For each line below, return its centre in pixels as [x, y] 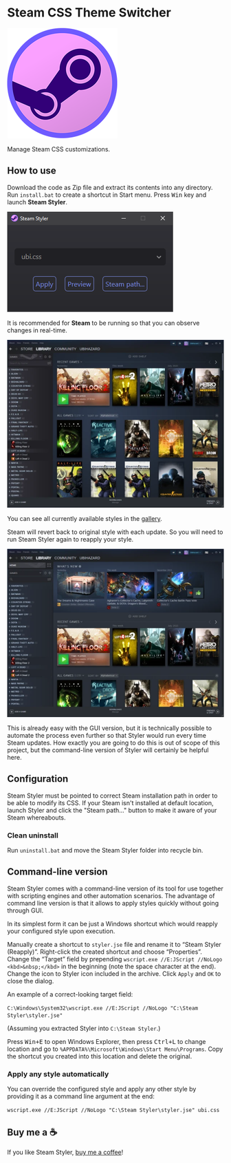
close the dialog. [31, 981]
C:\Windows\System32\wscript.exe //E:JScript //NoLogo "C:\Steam [102, 1008]
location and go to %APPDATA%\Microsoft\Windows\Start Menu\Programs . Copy [115, 1049]
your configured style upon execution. [61, 931]
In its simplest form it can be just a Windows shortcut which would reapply [112, 924]
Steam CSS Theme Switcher [89, 13]
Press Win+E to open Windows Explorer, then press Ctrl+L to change [107, 1041]
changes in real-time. [37, 330]
